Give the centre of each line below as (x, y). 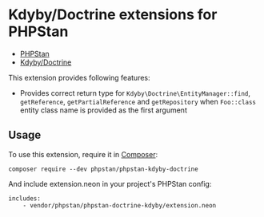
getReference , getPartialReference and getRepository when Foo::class (138, 101)
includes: (25, 198)
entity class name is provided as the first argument (104, 110)
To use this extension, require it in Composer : (83, 154)
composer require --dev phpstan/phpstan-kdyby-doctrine (103, 169)
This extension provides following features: (79, 77)
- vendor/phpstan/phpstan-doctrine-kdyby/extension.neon (120, 205)
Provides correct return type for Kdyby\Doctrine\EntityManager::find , (135, 93)
